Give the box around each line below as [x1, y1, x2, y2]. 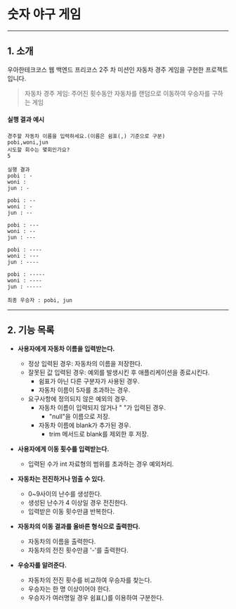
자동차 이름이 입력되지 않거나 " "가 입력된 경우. [38, 403, 166, 412]
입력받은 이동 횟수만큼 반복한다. [27, 507, 114, 515]
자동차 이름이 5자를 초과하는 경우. [38, 385, 131, 394]
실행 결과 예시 [7, 115, 44, 124]
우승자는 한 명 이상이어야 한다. [27, 584, 111, 593]
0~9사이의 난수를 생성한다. [27, 489, 103, 498]
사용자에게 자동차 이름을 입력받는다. [17, 344, 115, 353]
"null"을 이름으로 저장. [48, 412, 110, 420]
